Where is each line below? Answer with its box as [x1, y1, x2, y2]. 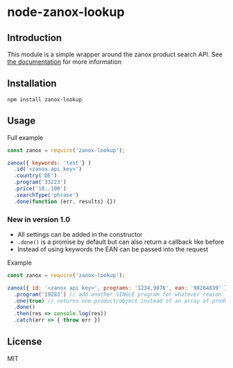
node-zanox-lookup [7, 4, 125, 20]
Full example [7, 133, 44, 142]
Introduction [7, 32, 62, 44]
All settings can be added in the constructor [17, 230, 143, 238]
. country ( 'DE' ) [13, 172, 58, 179]
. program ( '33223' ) [13, 178, 67, 186]
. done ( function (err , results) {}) [13, 198, 116, 205]
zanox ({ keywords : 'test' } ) [7, 159, 92, 167]
